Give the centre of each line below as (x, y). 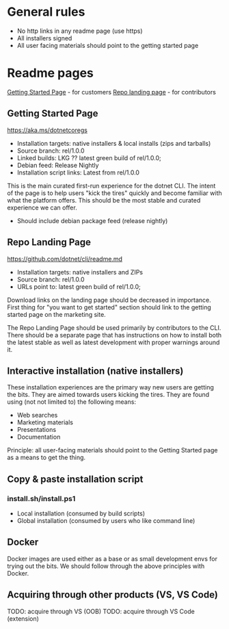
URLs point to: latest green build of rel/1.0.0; (79, 286)
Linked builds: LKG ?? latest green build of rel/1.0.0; (89, 157)
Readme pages (51, 73)
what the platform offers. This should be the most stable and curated (104, 200)
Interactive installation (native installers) (95, 371)
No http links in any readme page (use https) (80, 31)
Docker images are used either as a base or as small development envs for (112, 559)
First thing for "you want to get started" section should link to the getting (109, 307)
